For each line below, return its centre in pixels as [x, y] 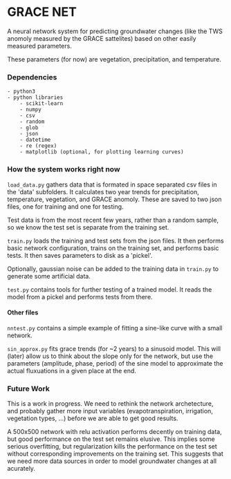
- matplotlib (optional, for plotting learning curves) [102, 152]
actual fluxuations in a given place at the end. [72, 370]
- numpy [30, 110]
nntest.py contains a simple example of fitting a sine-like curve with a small [115, 328]
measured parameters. [40, 46]
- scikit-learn [41, 104]
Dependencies [32, 77]
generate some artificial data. [49, 276]
